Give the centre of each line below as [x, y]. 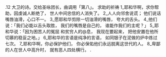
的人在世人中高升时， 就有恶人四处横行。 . [48, 50]
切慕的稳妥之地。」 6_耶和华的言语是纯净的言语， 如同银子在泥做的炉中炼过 [81, 38]
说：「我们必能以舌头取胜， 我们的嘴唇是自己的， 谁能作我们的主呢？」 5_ [80, 25]
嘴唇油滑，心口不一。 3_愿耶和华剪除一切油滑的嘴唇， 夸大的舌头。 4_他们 [81, 19]
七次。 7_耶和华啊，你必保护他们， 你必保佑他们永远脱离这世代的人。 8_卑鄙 [83, 44]
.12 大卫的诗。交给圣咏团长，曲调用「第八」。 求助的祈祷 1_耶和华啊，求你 [80, 7]
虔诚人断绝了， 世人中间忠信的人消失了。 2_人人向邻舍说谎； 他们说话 [89, 13]
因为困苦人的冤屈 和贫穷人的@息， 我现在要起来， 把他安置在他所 [91, 31]
